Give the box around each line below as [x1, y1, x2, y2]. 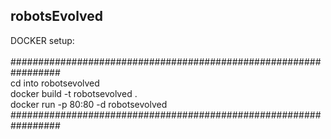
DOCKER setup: [10, 34, 75, 46]
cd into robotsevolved [10, 77, 100, 89]
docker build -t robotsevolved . [10, 87, 138, 99]
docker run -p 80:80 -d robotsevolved [10, 98, 168, 110]
